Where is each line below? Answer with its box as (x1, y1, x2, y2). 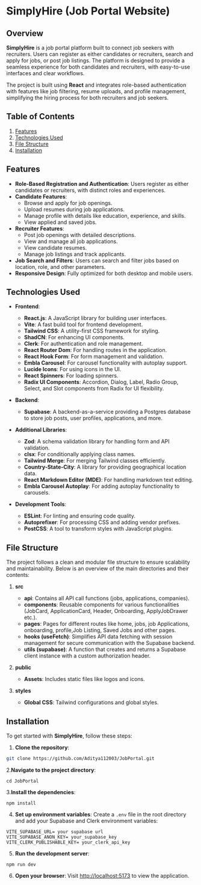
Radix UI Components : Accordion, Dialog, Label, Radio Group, (23, 378, 179, 386)
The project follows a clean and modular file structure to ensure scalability (6, 558, 191, 566)
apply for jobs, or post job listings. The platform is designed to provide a (6, 57, 185, 64)
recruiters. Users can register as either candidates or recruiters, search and (6, 51, 194, 58)
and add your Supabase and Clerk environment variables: (14, 817, 158, 824)
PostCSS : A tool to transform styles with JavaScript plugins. (23, 525, 173, 532)
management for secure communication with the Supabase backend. (23, 640, 196, 647)
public (14, 664, 31, 671)
